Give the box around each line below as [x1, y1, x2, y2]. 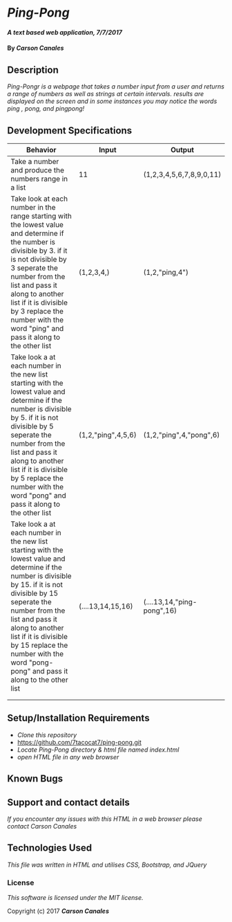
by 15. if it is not [10, 580, 64, 589]
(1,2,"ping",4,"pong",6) [143, 431, 220, 440]
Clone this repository [17, 730, 77, 739]
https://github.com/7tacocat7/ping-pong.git [17, 738, 142, 746]
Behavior [26, 145, 57, 154]
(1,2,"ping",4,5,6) [78, 431, 137, 440]
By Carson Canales [7, 44, 64, 53]
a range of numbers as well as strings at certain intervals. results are [7, 90, 204, 98]
